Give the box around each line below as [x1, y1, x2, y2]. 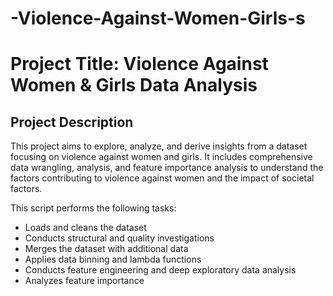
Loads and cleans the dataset [24, 222, 147, 234]
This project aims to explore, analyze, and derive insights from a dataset [10, 140, 308, 152]
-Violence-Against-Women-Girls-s [10, 7, 306, 30]
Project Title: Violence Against [10, 53, 269, 76]
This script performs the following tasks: [10, 202, 177, 214]
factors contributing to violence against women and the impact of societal [10, 172, 315, 184]
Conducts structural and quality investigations [24, 232, 215, 244]
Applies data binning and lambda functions [24, 253, 202, 266]
